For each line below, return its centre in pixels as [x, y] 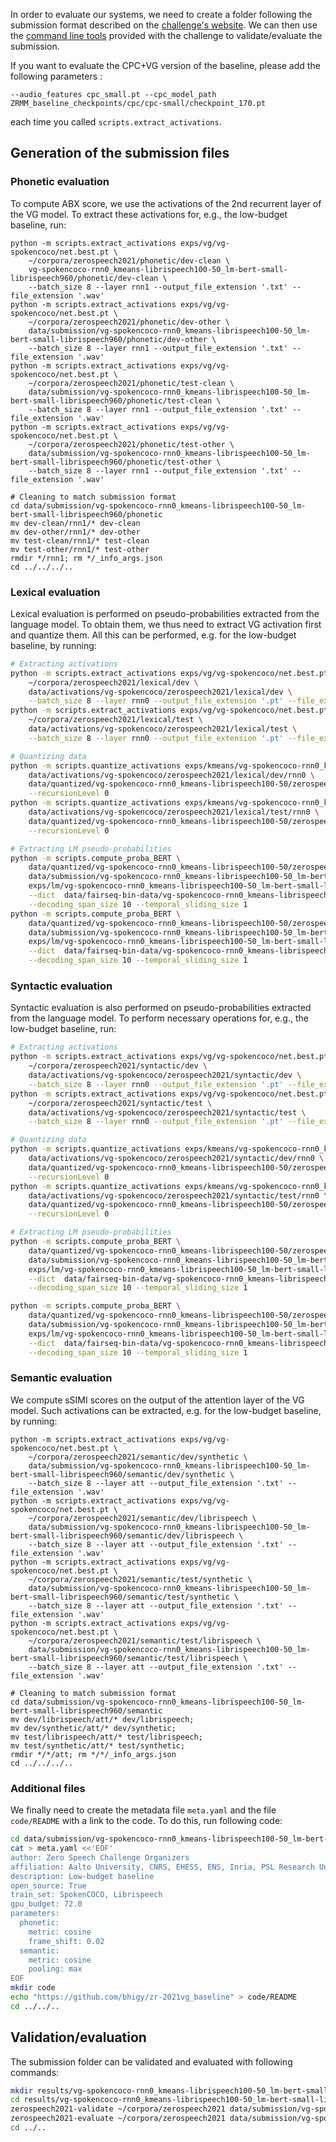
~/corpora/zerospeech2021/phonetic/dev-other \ [129, 322]
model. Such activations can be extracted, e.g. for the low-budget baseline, [166, 1410]
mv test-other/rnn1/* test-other [80, 549]
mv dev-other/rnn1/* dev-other [75, 532]
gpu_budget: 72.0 [46, 1904]
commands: [35, 2072]
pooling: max [55, 1969]
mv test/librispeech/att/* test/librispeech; [106, 1737]
